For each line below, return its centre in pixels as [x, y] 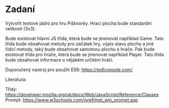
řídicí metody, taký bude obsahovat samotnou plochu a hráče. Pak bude [80, 49]
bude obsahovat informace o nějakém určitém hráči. [59, 60]
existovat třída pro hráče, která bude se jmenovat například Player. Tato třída [84, 55]
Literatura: [16, 79]
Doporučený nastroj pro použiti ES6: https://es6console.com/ [69, 70]
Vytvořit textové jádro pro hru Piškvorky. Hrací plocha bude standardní [78, 23]
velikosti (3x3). [21, 28]
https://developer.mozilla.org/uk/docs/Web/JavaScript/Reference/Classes [82, 94]
